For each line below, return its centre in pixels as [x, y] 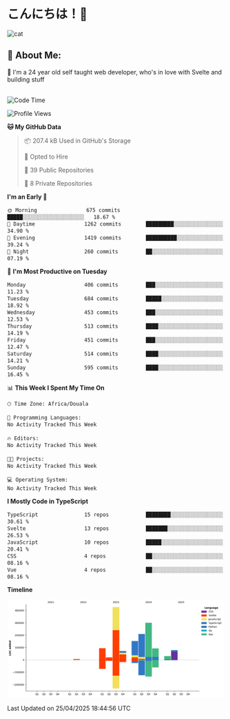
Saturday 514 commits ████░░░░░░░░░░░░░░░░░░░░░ [115, 354]
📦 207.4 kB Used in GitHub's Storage [77, 140]
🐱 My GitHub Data [34, 127]
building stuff [26, 79]
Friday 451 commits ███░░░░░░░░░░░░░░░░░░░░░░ [115, 340]
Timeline [20, 589]
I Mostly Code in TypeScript [48, 501]
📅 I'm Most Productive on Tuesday [57, 271]
